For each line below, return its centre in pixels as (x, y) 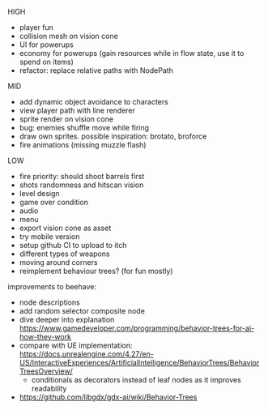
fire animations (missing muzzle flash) (83, 145)
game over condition (53, 202)
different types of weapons (64, 254)
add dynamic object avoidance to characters (94, 102)
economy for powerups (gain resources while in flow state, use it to (132, 53)
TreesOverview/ (46, 371)
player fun (36, 27)
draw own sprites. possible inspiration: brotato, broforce (113, 136)
